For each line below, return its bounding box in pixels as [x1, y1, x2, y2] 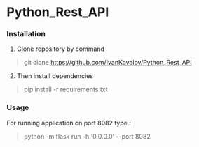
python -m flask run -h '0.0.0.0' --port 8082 [23, 132, 151, 140]
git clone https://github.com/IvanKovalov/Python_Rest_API [23, 59, 192, 67]
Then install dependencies [16, 72, 94, 80]
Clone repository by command [16, 45, 104, 53]
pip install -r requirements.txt [23, 85, 108, 94]
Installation [6, 29, 46, 39]
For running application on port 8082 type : [6, 118, 131, 127]
